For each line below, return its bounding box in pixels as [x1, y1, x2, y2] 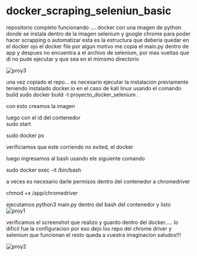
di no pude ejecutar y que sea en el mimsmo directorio [6, 55, 139, 62]
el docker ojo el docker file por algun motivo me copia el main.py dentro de [6, 43, 189, 50]
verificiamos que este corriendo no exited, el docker [6, 143, 134, 150]
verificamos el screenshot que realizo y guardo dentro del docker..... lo [6, 219, 179, 226]
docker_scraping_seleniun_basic [6, 4, 172, 18]
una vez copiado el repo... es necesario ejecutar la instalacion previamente [6, 78, 189, 86]
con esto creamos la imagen [6, 102, 75, 109]
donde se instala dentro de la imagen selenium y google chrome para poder [6, 30, 191, 37]
